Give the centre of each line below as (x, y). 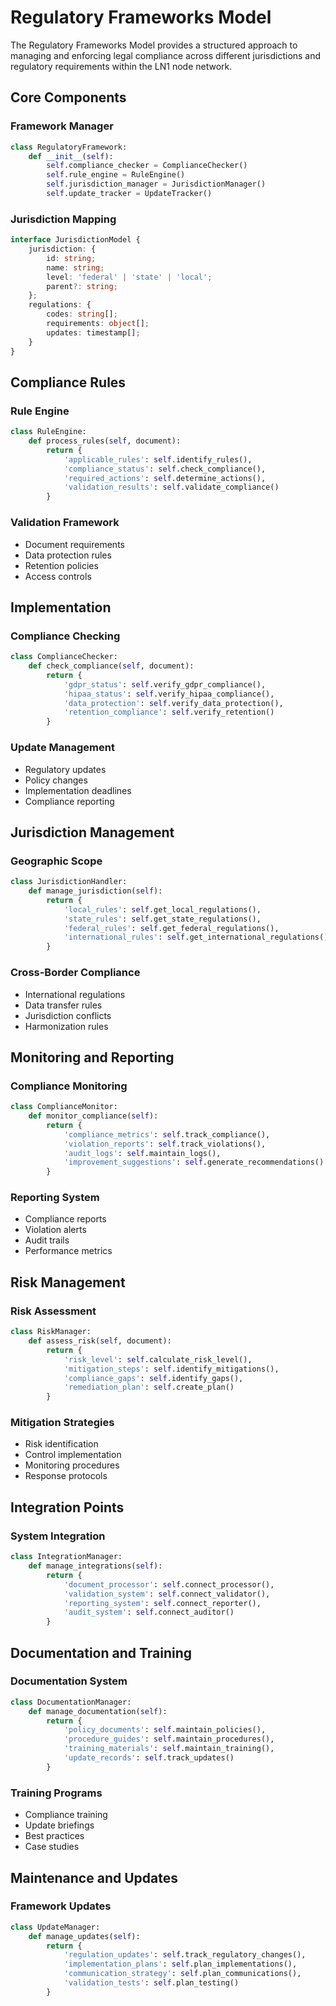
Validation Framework (65, 523)
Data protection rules (68, 555)
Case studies (52, 1847)
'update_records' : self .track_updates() (149, 1758)
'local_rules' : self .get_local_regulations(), (162, 909)
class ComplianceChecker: (64, 657)
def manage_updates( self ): (84, 1936)
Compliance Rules (68, 382)
